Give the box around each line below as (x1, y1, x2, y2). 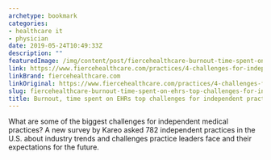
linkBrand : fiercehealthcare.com (8, 72, 121, 80)
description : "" (8, 49, 63, 57)
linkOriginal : (8, 79, 56, 87)
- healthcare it (8, 27, 63, 35)
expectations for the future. (8, 142, 99, 152)
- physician (8, 34, 48, 43)
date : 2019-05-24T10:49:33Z (8, 42, 103, 50)
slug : (8, 86, 27, 95)
